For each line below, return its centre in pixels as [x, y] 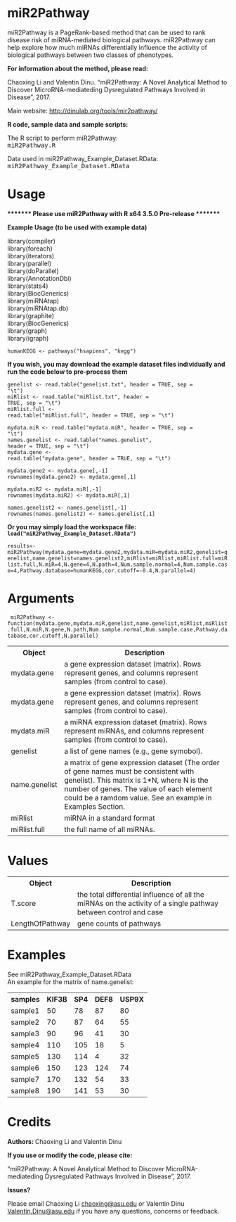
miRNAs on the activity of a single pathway [148, 903]
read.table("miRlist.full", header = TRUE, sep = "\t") [91, 415]
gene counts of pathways [119, 924]
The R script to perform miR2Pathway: [63, 138]
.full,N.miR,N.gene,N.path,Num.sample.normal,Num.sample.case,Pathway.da [118, 629]
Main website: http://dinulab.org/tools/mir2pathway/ [83, 111]
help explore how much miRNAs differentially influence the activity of [107, 47]
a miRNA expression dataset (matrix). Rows [136, 722]
